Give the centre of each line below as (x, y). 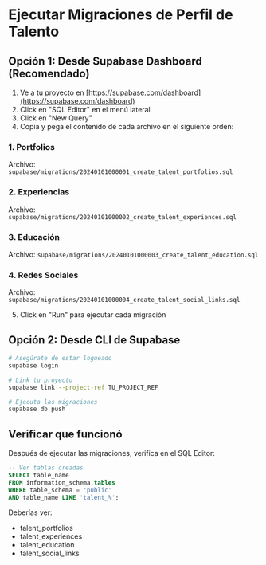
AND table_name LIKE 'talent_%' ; (64, 497)
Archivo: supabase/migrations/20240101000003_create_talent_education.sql (133, 254)
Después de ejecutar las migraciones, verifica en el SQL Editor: (111, 453)
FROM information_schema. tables (62, 483)
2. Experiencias (39, 192)
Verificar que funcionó (65, 434)
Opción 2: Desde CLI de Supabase (94, 340)
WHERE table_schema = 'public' (60, 490)
